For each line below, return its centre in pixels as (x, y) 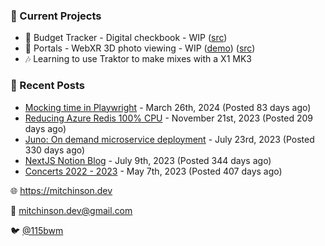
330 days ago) (55, 150)
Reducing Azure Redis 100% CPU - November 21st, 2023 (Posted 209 (169, 118)
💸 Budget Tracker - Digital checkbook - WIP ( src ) (126, 38)
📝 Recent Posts (48, 86)
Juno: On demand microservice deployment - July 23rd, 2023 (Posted (169, 139)
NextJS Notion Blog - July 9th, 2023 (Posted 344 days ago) (148, 160)
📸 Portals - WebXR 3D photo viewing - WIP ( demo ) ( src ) (140, 48)
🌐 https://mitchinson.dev (61, 190)
